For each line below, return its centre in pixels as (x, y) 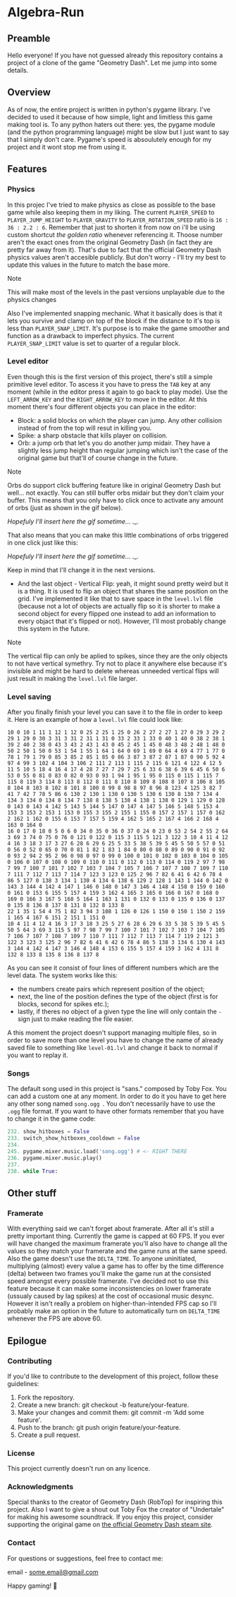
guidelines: (23, 1383)
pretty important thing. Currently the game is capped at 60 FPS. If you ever (116, 1236)
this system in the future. (54, 628)
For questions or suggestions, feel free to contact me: (85, 1558)
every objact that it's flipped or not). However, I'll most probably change (122, 621)
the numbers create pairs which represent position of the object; (111, 989)
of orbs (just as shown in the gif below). (65, 507)
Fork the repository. (46, 1397)
